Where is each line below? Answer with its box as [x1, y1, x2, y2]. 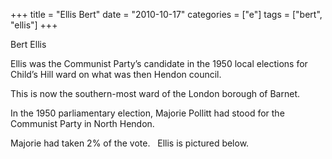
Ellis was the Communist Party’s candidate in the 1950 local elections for [10, 58, 308, 69]
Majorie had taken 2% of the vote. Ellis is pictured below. [10, 137, 250, 149]
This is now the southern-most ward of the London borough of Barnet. [10, 88, 301, 99]
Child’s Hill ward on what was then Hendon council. [10, 69, 222, 80]
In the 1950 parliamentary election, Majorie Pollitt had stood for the [10, 107, 285, 119]
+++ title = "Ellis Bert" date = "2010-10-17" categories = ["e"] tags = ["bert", [10, 9, 323, 20]
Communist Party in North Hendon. [10, 118, 155, 129]
